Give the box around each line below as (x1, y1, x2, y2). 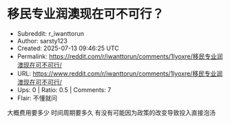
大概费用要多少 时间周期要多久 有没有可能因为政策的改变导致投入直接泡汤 (7, 108, 216, 117)
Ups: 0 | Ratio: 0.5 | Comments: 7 (17, 85, 112, 93)
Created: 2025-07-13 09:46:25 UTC (17, 44, 119, 52)
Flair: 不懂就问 (17, 93, 57, 102)
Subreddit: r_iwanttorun (17, 29, 85, 38)
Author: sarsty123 (17, 36, 67, 45)
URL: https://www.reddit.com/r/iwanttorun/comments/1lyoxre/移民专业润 (17, 69, 223, 78)
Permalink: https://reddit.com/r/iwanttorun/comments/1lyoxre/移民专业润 (17, 52, 223, 60)
